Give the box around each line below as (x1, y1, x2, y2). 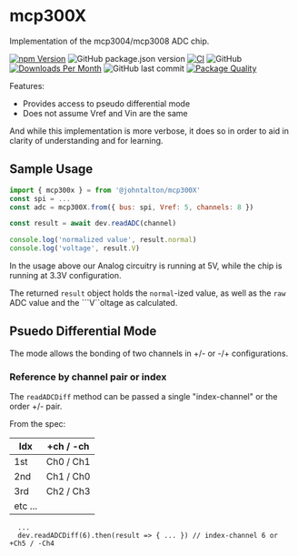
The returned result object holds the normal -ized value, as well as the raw (9, 288, 286, 298)
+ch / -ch (46, 440, 90, 453)
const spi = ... (9, 194, 71, 203)
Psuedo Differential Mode (9, 324, 157, 339)
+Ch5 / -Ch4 (9, 539, 55, 549)
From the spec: (9, 419, 66, 430)
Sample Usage (9, 161, 94, 177)
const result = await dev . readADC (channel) (9, 219, 177, 228)
